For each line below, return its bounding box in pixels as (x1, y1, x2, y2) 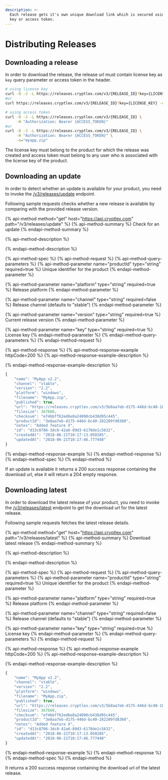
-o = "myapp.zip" (16, 138, 48, 143)
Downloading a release (5, 58, 78, 67)
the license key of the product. (5, 158, 68, 163)
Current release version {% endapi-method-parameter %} (5, 317, 125, 323)
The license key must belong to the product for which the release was (5, 147, 149, 153)
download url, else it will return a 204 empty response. (5, 471, 118, 477)
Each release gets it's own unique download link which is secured (9, 12, 153, 17)
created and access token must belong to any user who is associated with (5, 152, 158, 158)
